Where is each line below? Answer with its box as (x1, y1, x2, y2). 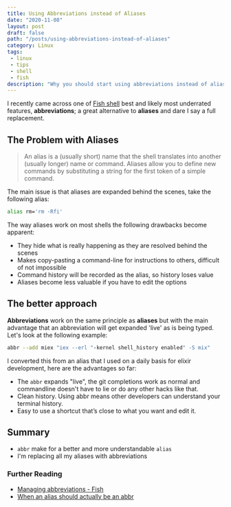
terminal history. (16, 399, 63, 407)
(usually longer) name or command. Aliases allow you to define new (23, 160, 217, 168)
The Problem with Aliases (7, 134, 119, 145)
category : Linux (7, 42, 54, 49)
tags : (7, 49, 23, 56)
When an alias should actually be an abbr (16, 492, 134, 500)
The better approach (7, 298, 98, 310)
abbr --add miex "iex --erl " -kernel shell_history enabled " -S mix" (7, 344, 211, 351)
